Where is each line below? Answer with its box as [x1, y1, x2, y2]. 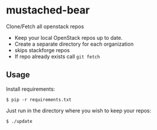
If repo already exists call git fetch [14, 53, 100, 60]
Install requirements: [6, 85, 55, 93]
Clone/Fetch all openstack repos [6, 23, 85, 30]
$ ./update [6, 118, 33, 124]
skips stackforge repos [14, 46, 70, 53]
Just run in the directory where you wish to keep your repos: [6, 107, 152, 114]
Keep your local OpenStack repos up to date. [14, 34, 123, 41]
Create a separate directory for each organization [14, 40, 134, 47]
